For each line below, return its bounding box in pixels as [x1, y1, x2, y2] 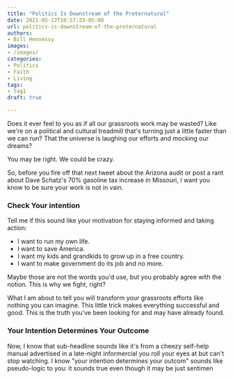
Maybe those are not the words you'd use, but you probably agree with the [7, 273, 222, 282]
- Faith [7, 68, 30, 75]
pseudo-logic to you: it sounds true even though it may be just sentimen [7, 364, 214, 372]
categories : [7, 56, 42, 63]
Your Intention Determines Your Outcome [7, 326, 150, 336]
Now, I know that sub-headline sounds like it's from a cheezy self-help [7, 341, 209, 350]
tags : [7, 81, 23, 88]
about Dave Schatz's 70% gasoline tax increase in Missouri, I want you [7, 176, 211, 184]
